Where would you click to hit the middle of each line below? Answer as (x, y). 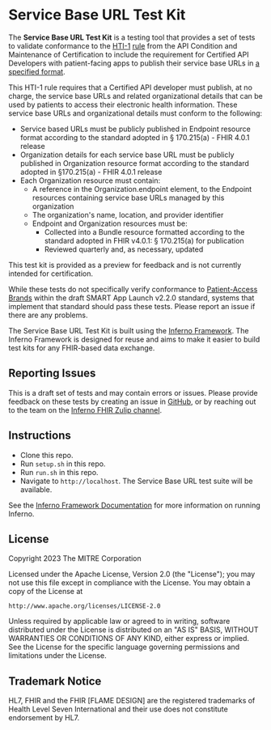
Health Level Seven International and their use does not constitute (118, 709)
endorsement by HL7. (44, 718)
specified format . (37, 71)
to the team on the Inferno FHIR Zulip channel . (85, 410)
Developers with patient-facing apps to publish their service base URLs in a (134, 63)
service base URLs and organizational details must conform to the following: (135, 113)
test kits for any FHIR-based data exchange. (82, 348)
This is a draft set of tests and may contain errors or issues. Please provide (133, 393)
